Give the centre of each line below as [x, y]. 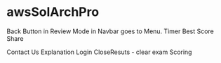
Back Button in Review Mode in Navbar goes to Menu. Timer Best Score [110, 31]
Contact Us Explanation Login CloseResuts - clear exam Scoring [99, 52]
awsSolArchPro [53, 12]
